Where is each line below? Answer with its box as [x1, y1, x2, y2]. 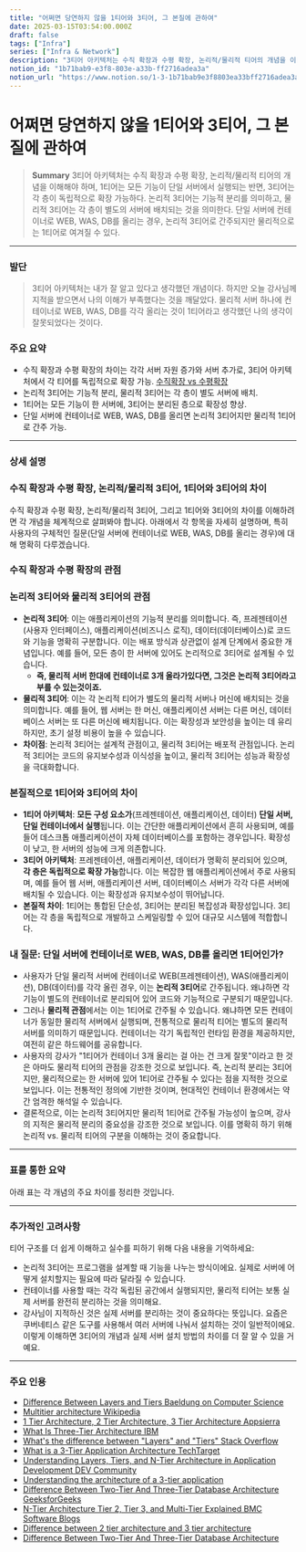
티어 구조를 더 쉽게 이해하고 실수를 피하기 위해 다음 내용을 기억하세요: [9, 1243, 255, 1253]
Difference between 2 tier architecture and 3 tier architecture [22, 1523, 252, 1534]
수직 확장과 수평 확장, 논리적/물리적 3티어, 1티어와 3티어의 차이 [9, 482, 267, 495]
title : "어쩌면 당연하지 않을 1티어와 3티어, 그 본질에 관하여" [9, 13, 219, 23]
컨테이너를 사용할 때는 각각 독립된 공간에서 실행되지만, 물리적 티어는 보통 [22, 1285, 280, 1295]
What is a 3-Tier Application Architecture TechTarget [22, 1445, 220, 1456]
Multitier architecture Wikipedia [22, 1407, 141, 1418]
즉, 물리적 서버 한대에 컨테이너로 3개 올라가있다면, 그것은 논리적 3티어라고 [36, 670, 297, 681]
